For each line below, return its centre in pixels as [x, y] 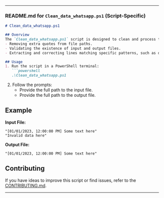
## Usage [14, 62]
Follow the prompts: [32, 85]
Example [19, 110]
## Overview [17, 35]
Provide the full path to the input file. [56, 90]
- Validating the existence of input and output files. [63, 48]
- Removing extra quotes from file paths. [49, 44]
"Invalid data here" [26, 135]
